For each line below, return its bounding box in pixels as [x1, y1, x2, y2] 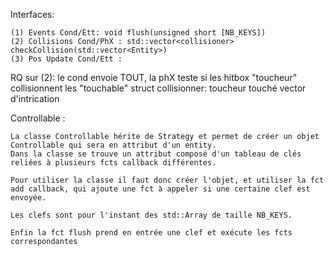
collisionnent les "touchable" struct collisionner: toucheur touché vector [10, 82, 307, 94]
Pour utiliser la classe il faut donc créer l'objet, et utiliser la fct [10, 175, 325, 185]
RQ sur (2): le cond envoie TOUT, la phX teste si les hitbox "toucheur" [10, 72, 298, 83]
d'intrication [10, 93, 60, 104]
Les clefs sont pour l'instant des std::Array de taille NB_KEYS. [10, 210, 293, 220]
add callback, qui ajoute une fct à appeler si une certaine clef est [10, 184, 311, 194]
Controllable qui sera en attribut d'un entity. [10, 140, 217, 150]
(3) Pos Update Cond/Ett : [10, 54, 123, 64]
